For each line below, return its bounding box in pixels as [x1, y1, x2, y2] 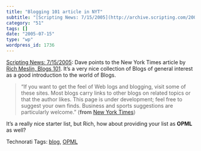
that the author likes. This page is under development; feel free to [20, 95, 182, 102]
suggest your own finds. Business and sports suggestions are [20, 102, 173, 109]
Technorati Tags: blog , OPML [6, 138, 78, 145]
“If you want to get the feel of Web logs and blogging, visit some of [20, 83, 187, 90]
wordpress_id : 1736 [6, 43, 55, 49]
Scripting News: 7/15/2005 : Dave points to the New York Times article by [6, 58, 186, 66]
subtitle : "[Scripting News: [6, 14, 79, 20]
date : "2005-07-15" [6, 31, 55, 37]
